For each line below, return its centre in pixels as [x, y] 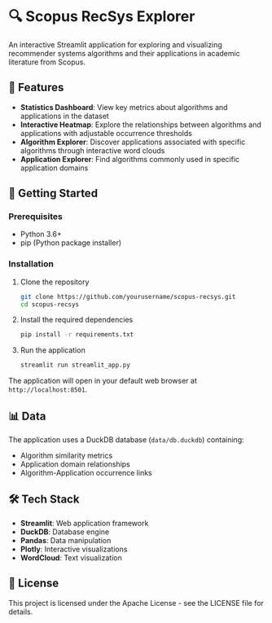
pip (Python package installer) [71, 243]
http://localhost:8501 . [48, 389]
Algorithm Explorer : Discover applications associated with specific [133, 142]
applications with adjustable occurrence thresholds [106, 133]
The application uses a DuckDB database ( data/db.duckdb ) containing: [126, 440]
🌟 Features [36, 88]
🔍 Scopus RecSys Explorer [102, 17]
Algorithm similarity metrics [66, 456]
